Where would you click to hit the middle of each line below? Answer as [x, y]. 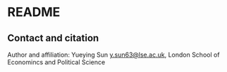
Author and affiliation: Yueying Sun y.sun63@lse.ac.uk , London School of [114, 55]
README [34, 12]
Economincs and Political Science [56, 62]
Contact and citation [53, 38]
